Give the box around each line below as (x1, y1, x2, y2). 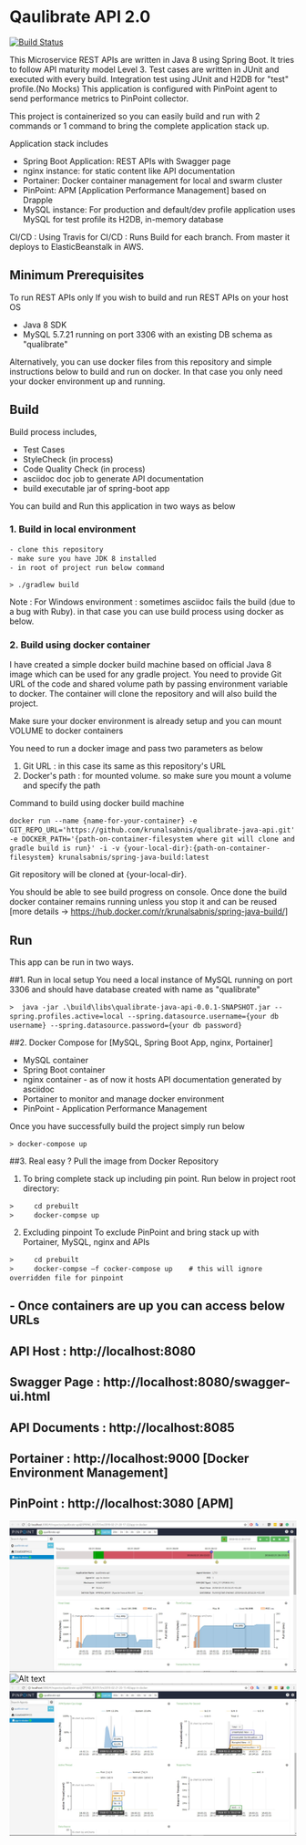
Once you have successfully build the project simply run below (9, 1120, 246, 1132)
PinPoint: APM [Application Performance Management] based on (22, 184, 267, 195)
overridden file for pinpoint (9, 1273, 125, 1282)
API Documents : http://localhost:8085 (9, 1420, 235, 1436)
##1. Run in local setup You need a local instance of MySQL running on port (9, 974, 293, 985)
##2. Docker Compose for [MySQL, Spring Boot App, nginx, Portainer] (9, 1037, 273, 1048)
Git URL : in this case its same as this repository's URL (22, 761, 226, 772)
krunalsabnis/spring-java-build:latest (57, 853, 209, 863)
